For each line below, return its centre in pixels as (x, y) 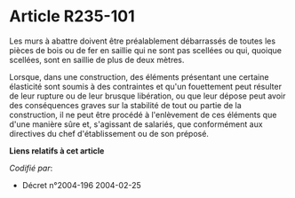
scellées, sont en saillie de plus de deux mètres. (97, 59)
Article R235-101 (72, 16)
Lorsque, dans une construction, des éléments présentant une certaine (139, 76)
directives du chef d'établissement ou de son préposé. (109, 133)
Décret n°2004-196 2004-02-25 (81, 185)
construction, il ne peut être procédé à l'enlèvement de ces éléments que (143, 115)
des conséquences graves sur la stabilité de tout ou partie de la (125, 105)
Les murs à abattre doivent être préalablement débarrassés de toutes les (143, 41)
